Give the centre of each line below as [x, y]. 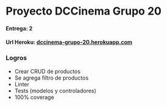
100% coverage [34, 97]
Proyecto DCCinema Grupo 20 [84, 11]
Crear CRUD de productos [47, 71]
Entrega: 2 [19, 28]
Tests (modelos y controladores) [55, 91]
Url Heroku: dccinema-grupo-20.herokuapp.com [69, 42]
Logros [16, 58]
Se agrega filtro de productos [52, 78]
